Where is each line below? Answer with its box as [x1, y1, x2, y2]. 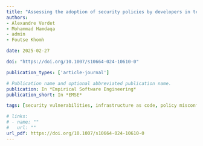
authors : [6, 14, 28, 21]
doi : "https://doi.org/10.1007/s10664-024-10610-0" [6, 59, 139, 65]
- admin [6, 31, 26, 37]
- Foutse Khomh [6, 37, 45, 43]
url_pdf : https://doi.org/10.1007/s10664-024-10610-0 [6, 130, 145, 136]
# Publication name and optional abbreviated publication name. [6, 80, 172, 86]
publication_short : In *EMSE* [6, 92, 83, 98]
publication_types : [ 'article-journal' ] [6, 69, 110, 75]
